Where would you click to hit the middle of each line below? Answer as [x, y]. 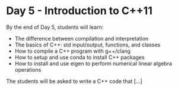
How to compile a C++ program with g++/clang [72, 51]
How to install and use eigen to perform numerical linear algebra [93, 64]
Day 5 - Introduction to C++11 [79, 11]
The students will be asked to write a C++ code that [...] [74, 81]
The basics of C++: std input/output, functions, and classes [88, 45]
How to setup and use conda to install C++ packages [80, 57]
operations [28, 69]
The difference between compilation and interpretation [82, 38]
